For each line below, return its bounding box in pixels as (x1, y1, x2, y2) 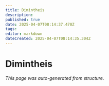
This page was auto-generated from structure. (5, 75, 104, 81)
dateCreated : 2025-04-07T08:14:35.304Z (5, 36, 91, 41)
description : (5, 12, 33, 17)
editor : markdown (5, 31, 43, 36)
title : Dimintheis (5, 7, 45, 13)
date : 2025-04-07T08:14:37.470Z (5, 21, 75, 27)
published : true (5, 17, 40, 22)
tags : (5, 27, 17, 32)
